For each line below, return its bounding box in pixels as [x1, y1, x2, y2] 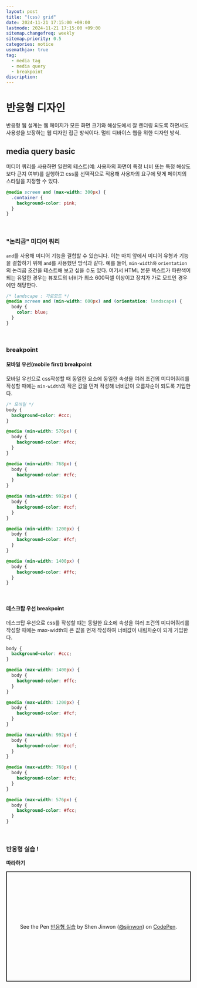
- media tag [11, 58, 41, 63]
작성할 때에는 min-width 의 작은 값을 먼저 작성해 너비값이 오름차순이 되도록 [6, 382, 175, 389]
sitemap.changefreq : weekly [6, 31, 75, 36]
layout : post [6, 8, 38, 15]
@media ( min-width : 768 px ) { [6, 461, 77, 467]
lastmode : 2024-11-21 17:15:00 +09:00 [6, 25, 101, 31]
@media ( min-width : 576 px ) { [6, 428, 77, 435]
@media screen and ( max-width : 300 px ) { [6, 189, 107, 195]
